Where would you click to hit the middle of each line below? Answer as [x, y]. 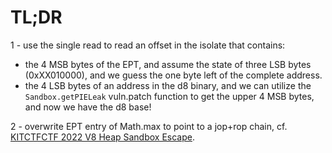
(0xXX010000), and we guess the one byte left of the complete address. [173, 75]
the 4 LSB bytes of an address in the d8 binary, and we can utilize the [168, 85]
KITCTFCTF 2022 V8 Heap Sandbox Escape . [102, 137]
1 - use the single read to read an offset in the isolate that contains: [148, 45]
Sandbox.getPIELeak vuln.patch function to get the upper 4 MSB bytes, [169, 96]
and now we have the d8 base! [88, 107]
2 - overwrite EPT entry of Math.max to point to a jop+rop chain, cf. [149, 126]
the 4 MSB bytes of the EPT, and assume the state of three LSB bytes [168, 64]
